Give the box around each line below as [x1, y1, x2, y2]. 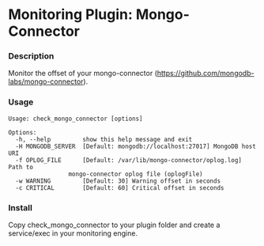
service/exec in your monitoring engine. [8, 229, 138, 238]
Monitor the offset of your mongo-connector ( [8, 69, 158, 78]
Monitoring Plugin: [8, 6, 133, 24]
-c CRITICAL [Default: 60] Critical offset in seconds [15, 184, 224, 191]
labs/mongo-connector [8, 77, 84, 86]
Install [8, 202, 33, 213]
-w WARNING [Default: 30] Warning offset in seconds [15, 176, 221, 185]
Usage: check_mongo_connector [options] [8, 115, 144, 123]
